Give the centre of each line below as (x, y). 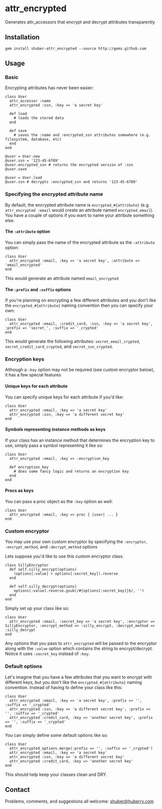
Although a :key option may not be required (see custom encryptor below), (80, 370)
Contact (17, 790)
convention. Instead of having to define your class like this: (64, 687)
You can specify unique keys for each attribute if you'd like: (64, 397)
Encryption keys (25, 359)
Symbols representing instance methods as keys (55, 430)
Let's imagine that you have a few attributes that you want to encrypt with (79, 677)
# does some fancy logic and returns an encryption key (72, 471)
